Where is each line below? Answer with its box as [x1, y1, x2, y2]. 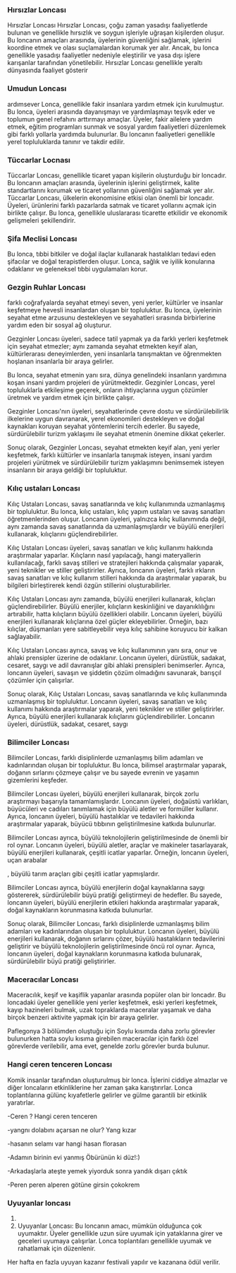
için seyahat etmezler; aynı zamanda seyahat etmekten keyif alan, [7, 342, 199, 351]
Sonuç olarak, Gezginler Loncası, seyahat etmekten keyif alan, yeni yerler [7, 443, 221, 452]
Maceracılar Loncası [7, 975, 79, 984]
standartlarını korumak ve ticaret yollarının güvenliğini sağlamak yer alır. [7, 186, 215, 194]
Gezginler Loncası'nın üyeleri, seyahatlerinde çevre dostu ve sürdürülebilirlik [7, 407, 229, 416]
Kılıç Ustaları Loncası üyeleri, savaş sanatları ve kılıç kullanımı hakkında [7, 543, 213, 552]
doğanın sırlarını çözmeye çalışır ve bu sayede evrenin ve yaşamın [7, 768, 199, 777]
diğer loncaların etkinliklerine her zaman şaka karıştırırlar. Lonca [7, 1083, 192, 1091]
